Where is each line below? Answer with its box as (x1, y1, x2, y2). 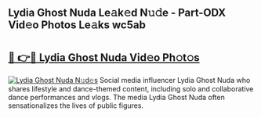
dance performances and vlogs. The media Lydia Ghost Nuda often (8, 93, 225, 102)
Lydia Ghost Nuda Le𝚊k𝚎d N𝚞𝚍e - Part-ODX (8, 6, 227, 20)
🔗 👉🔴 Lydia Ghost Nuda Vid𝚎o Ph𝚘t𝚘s (8, 51, 200, 64)
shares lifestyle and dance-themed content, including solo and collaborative (8, 84, 254, 93)
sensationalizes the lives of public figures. (8, 101, 143, 110)
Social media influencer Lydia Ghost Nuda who (99, 76, 251, 84)
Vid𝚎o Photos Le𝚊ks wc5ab (8, 19, 147, 32)
